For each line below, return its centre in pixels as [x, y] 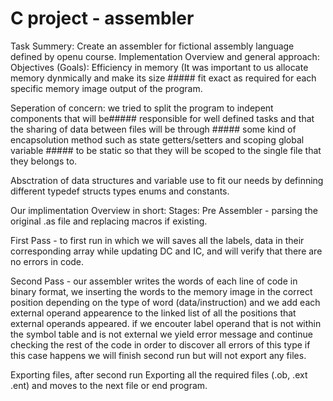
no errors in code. [47, 261]
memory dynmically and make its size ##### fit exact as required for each [163, 78]
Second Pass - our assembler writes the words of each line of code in [154, 281]
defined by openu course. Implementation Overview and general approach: [165, 56]
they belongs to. [44, 161]
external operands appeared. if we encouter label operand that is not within [166, 323]
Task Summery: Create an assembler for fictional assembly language [152, 46]
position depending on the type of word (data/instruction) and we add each [165, 302]
